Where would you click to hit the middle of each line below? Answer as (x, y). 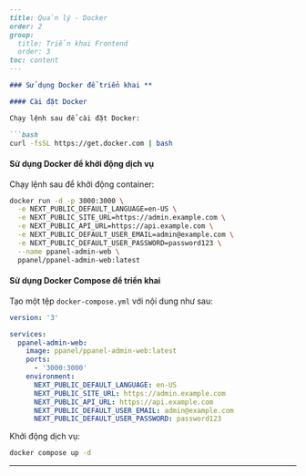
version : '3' (34, 317)
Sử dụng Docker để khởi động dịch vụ (82, 163)
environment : (51, 377)
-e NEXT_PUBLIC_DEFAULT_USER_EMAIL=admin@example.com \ (126, 235)
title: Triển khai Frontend (73, 43)
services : (28, 334)
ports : (38, 360)
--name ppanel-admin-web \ (69, 252)
